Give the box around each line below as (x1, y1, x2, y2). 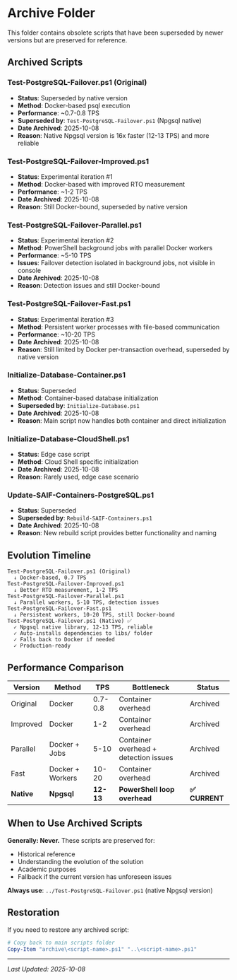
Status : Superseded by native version (17, 93, 128, 102)
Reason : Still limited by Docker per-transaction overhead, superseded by (17, 345, 230, 354)
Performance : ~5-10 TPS (17, 251, 92, 259)
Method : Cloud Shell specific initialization (17, 457, 139, 466)
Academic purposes (17, 865, 77, 873)
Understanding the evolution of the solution (17, 857, 145, 865)
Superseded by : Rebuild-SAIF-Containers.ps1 (17, 514, 153, 523)
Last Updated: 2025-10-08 (7, 965, 86, 974)
